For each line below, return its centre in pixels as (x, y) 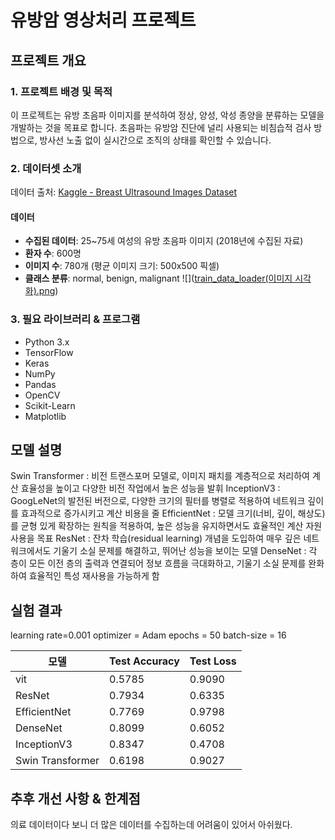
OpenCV (42, 395)
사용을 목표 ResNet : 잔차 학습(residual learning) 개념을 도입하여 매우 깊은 (156, 538)
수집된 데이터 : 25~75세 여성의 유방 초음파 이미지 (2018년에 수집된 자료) (164, 241)
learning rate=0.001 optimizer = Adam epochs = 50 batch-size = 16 (148, 635)
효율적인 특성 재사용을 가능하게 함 (94, 576)
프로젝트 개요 (48, 60)
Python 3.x (47, 342)
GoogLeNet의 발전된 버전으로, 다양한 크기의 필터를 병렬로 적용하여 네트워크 (158, 501)
